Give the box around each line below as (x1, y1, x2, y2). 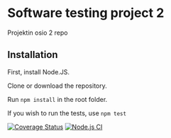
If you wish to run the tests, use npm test (7, 108, 126, 117)
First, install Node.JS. (7, 67, 70, 76)
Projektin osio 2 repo (7, 28, 68, 37)
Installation (7, 49, 58, 61)
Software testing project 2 (7, 5, 165, 21)
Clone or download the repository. (7, 81, 108, 90)
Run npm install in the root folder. (7, 95, 108, 103)
